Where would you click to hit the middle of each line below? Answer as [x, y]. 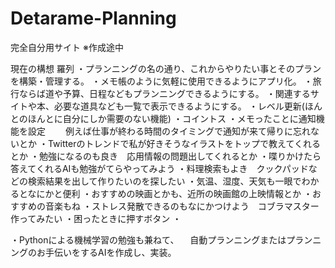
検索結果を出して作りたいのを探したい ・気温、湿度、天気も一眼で [164, 181]
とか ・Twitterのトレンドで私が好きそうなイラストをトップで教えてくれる [170, 143]
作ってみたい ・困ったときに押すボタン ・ [96, 218]
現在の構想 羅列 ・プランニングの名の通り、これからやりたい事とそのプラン [166, 68]
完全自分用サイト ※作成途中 [67, 47]
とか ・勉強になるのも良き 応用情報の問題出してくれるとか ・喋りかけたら [166, 156]
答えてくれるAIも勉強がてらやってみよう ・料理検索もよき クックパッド [159, 168]
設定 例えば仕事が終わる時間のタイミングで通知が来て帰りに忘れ [169, 131]
